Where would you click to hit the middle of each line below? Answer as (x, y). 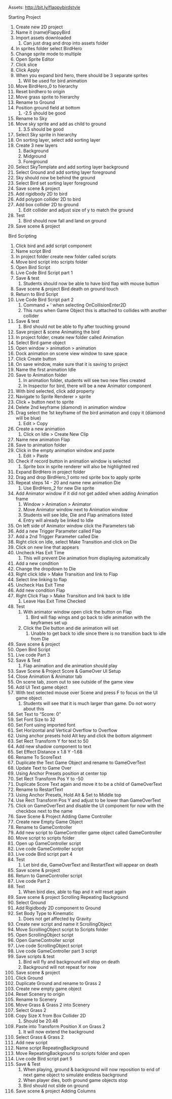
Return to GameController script (49, 876)
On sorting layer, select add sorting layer (58, 140)
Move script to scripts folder (45, 838)
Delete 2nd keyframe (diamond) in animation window (71, 407)
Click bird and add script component (54, 246)
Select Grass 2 (31, 1010)
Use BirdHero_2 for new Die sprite (59, 488)
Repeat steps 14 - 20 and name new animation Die (68, 483)
